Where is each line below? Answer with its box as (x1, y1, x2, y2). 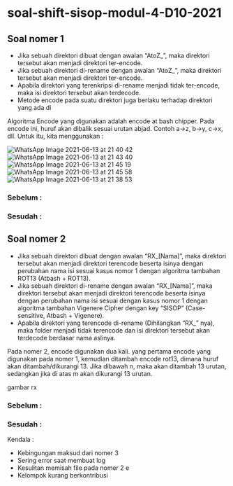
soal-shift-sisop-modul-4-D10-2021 (7, 5, 222, 21)
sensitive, (17, 311, 45, 319)
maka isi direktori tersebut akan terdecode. (17, 89, 141, 97)
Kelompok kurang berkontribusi (17, 471, 108, 479)
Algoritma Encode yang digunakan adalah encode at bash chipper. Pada (7, 117, 215, 125)
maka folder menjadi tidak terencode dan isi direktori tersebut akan (17, 326, 211, 334)
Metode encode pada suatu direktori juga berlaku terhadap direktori (17, 96, 213, 104)
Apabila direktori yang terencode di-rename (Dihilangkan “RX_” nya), (17, 319, 215, 327)
